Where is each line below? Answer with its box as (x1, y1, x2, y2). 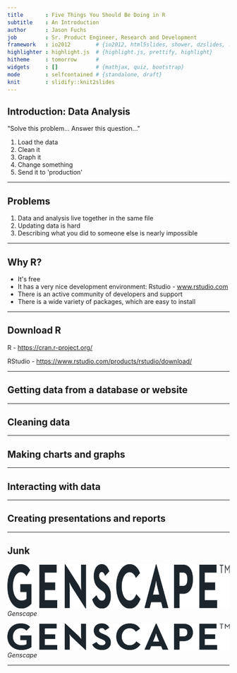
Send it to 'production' (17, 168, 83, 177)
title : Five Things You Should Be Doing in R (7, 11, 166, 18)
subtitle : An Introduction (7, 18, 99, 26)
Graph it (17, 153, 42, 162)
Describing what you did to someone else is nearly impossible (17, 229, 198, 238)
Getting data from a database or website (7, 384, 188, 396)
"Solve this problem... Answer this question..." (7, 124, 141, 133)
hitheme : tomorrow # (7, 57, 99, 64)
